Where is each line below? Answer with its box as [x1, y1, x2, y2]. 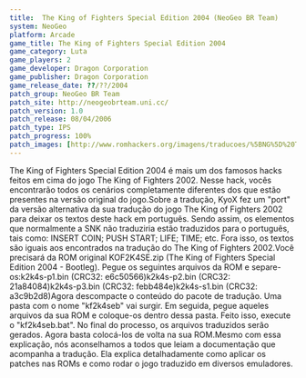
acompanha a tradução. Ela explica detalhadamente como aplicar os [9, 348, 267, 359]
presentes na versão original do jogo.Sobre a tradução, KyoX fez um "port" [9, 194, 291, 204]
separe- [251, 261, 281, 273]
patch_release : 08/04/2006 [9, 114, 112, 124]
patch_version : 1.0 [9, 106, 84, 115]
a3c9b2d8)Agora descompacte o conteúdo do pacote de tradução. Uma [9, 290, 282, 301]
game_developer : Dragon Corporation [9, 65, 148, 74]
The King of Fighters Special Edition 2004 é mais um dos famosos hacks [9, 164, 282, 175]
